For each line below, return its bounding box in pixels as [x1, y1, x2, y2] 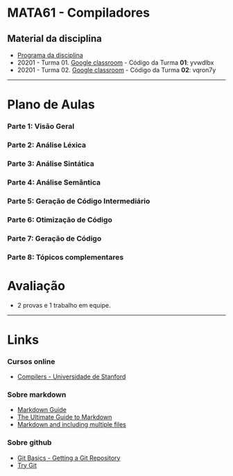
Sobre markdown [7, 390, 67, 399]
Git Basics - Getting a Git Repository [17, 454, 121, 462]
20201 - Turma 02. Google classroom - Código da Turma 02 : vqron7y [17, 66, 216, 74]
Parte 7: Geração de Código [7, 233, 102, 243]
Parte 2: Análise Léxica [7, 141, 87, 150]
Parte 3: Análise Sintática [7, 159, 95, 168]
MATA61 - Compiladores [7, 5, 150, 21]
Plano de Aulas [7, 97, 96, 113]
